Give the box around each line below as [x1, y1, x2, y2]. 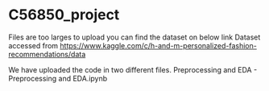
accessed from [8, 40, 59, 50]
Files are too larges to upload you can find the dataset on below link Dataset [8, 32, 261, 42]
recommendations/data [8, 49, 86, 59]
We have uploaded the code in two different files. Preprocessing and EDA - [8, 64, 258, 74]
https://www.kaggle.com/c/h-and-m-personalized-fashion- [60, 40, 258, 50]
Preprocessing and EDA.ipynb [8, 73, 108, 83]
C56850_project [8, 6, 120, 24]
